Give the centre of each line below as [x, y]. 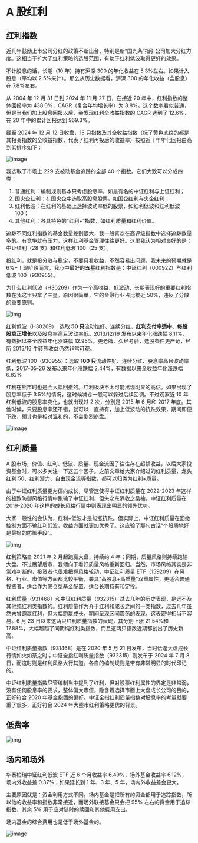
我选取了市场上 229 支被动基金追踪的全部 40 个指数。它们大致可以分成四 [95, 171]
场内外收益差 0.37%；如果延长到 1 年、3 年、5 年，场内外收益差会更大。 [94, 782]
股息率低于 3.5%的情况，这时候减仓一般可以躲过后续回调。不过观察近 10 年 [97, 394]
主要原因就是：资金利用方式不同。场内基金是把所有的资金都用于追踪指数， [96, 795]
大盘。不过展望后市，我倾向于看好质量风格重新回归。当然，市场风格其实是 [96, 564]
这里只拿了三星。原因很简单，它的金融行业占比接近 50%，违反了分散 [105, 295]
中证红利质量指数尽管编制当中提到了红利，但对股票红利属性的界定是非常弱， [99, 682]
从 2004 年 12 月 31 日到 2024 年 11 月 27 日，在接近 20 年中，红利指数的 [94, 98]
